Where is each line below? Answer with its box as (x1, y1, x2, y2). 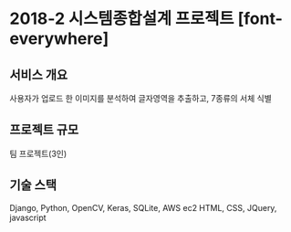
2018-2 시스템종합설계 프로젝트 (9, 8, 234, 29)
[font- (237, 8, 283, 29)
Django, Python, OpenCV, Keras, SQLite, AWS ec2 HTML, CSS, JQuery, (9, 202, 277, 213)
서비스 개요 (9, 67, 68, 82)
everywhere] (9, 28, 109, 49)
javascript (9, 212, 47, 223)
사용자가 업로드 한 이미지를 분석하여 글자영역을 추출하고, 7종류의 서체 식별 (9, 93, 272, 103)
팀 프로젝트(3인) (9, 148, 68, 159)
